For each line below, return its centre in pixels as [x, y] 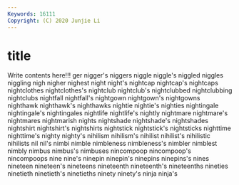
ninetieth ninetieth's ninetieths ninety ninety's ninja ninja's [93, 174]
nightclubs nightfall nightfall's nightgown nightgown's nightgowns [104, 98]
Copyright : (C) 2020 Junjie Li [54, 21]
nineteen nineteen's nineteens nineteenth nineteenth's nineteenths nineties [118, 166]
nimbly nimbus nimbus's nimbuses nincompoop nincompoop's [99, 151]
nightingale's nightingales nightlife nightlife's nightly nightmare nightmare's [118, 113]
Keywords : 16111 [31, 14]
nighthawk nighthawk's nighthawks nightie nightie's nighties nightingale [113, 106]
